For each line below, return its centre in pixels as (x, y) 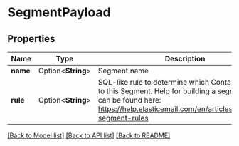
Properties (31, 39)
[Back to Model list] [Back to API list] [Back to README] (89, 135)
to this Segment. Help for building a (156, 91)
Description (185, 59)
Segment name (123, 71)
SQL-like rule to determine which (154, 82)
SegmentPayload (59, 12)
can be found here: (129, 100)
